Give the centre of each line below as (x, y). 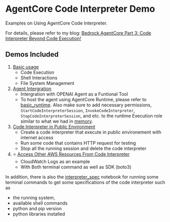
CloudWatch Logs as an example (55, 161)
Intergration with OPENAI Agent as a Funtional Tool (74, 94)
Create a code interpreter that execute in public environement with (91, 132)
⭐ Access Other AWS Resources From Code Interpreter (71, 154)
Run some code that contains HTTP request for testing (78, 143)
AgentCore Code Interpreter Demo (80, 9)
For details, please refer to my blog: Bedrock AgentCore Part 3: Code (78, 33)
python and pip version (37, 208)
